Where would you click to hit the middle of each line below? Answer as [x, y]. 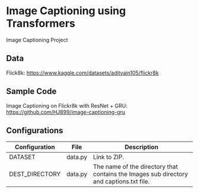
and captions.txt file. [121, 182]
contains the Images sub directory [140, 174]
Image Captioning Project [37, 40]
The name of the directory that [135, 167]
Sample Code [31, 91]
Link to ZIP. [108, 157]
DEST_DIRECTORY [35, 174]
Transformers [41, 23]
